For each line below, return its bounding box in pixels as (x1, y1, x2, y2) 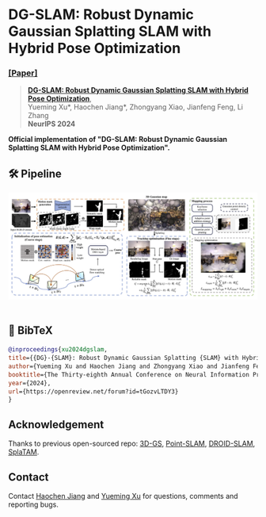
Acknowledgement (8, 418, 104, 431)
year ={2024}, (8, 379, 51, 387)
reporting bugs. (8, 500, 59, 509)
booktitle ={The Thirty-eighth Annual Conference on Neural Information (8, 370, 249, 378)
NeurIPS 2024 (27, 119, 76, 128)
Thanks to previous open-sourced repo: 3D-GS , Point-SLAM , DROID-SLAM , (8, 438, 256, 449)
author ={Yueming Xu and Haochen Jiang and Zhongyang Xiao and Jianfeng (8, 362, 249, 370)
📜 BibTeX (8, 324, 53, 337)
